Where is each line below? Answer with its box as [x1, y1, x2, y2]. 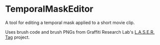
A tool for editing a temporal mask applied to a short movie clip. [5, 20, 135, 25]
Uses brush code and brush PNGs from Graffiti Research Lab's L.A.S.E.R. [5, 29, 155, 35]
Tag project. [5, 34, 30, 40]
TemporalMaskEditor [5, 3, 93, 15]
